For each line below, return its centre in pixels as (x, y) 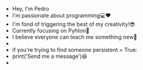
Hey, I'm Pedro (31, 9)
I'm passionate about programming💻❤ (61, 15)
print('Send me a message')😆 (50, 56)
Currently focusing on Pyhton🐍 (51, 30)
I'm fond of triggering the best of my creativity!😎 (74, 24)
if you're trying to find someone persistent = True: (75, 50)
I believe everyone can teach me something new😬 (75, 37)
